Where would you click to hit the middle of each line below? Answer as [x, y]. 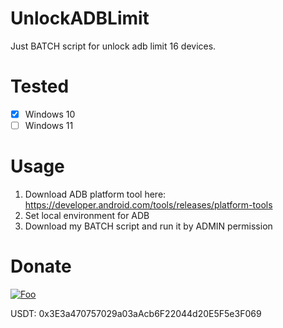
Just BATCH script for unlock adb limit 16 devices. [113, 46]
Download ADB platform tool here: [95, 194]
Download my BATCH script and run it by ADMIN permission [148, 226]
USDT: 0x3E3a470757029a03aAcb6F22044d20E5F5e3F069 [136, 313]
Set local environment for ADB [87, 215]
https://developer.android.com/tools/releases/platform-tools [148, 204]
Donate [41, 266]
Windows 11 [49, 125]
